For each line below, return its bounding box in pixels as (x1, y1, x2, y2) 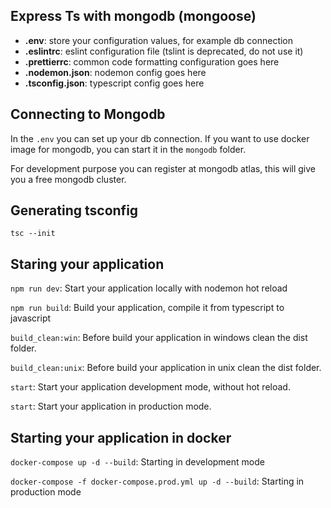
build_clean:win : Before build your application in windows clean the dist (10, 332, 308, 344)
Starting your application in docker (10, 429, 232, 446)
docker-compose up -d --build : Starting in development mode (10, 456, 265, 468)
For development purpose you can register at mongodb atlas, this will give (10, 162, 316, 174)
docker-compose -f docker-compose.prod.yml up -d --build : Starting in (10, 475, 305, 488)
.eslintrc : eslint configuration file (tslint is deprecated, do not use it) (24, 45, 304, 57)
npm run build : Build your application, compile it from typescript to (10, 302, 285, 314)
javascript (10, 312, 52, 324)
